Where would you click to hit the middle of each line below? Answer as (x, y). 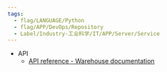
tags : (15, 14)
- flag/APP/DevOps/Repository (59, 27)
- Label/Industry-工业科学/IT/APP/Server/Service (87, 34)
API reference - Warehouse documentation (91, 61)
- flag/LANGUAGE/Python (49, 20)
